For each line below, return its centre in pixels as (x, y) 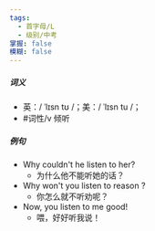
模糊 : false (31, 52)
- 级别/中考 (37, 35)
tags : (20, 18)
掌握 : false (31, 43)
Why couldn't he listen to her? (79, 164)
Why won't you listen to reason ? (84, 186)
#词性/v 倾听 (46, 119)
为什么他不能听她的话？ (80, 175)
